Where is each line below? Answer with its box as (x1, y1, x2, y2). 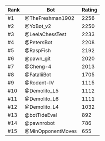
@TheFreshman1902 (24, 15, 75, 21)
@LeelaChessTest (24, 31, 67, 38)
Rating (81, 6, 98, 13)
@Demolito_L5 (24, 87, 59, 94)
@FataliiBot (24, 71, 51, 78)
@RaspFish (24, 47, 51, 54)
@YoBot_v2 (24, 23, 52, 29)
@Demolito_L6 (24, 95, 59, 102)
